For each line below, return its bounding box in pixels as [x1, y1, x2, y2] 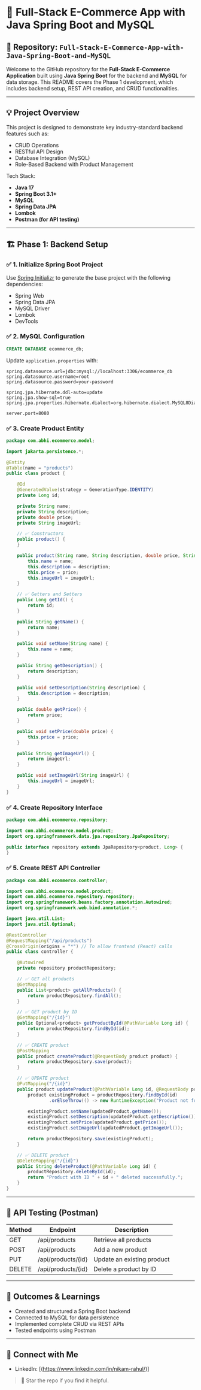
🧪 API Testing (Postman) [6, 1208, 99, 1218]
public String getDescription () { [17, 663, 103, 669]
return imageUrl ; [28, 756, 71, 762]
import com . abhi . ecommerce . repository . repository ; [6, 894, 135, 900]
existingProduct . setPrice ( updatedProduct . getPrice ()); [28, 1119, 167, 1125]
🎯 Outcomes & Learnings [6, 1292, 100, 1302]
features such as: [6, 130, 49, 137]
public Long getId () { [17, 597, 74, 603]
